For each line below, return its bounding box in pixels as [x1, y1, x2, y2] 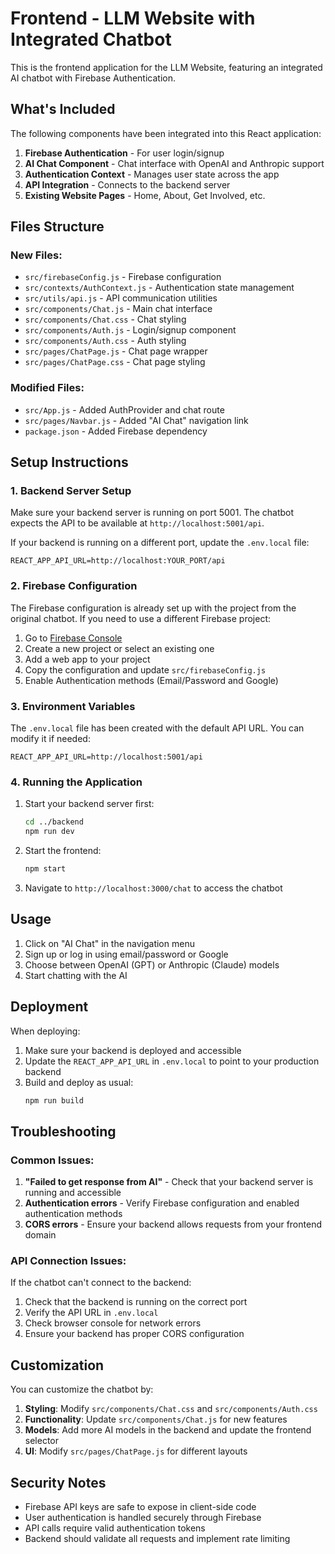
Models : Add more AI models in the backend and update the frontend [24, 1424, 312, 1436]
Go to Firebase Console [24, 632, 123, 644]
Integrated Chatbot [10, 28, 172, 51]
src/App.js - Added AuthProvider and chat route [24, 403, 225, 416]
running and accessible [24, 1187, 122, 1199]
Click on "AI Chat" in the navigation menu [24, 937, 195, 949]
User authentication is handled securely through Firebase [24, 1512, 262, 1524]
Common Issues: [10, 1153, 95, 1167]
